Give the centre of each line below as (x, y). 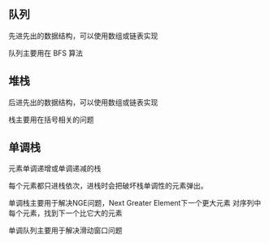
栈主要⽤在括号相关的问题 (51, 119)
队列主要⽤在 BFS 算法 (46, 53)
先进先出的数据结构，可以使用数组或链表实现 (83, 36)
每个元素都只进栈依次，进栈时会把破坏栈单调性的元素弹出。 (108, 186)
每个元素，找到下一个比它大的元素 (65, 213)
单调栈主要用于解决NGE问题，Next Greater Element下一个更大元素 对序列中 (135, 203)
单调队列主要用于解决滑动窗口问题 (65, 231)
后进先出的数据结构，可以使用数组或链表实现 (83, 102)
